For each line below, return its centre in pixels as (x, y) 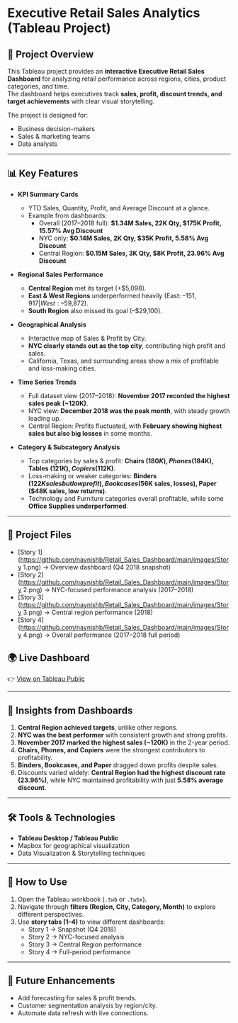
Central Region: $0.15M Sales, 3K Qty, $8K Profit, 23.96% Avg (131, 253)
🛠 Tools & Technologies (61, 817)
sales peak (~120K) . (58, 403)
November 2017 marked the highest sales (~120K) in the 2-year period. (124, 742)
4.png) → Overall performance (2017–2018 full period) (102, 635)
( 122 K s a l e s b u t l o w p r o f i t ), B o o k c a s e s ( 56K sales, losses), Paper (123, 483)
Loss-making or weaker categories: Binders (92, 475)
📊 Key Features (43, 174)
